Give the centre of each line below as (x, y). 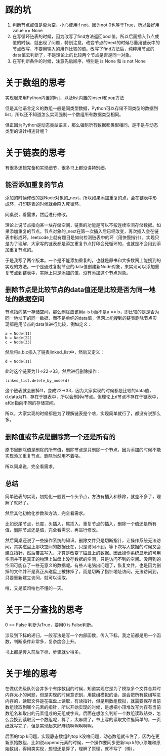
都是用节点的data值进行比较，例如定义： (51, 324)
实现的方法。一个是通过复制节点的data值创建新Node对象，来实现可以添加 (80, 266)
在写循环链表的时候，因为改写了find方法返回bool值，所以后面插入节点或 (85, 36)
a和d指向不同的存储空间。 (32, 403)
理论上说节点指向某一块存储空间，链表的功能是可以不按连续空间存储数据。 (81, 225)
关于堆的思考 (31, 674)
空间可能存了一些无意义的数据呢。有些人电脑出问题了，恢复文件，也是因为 (81, 565)
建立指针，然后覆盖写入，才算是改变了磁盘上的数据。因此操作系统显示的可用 (83, 553)
